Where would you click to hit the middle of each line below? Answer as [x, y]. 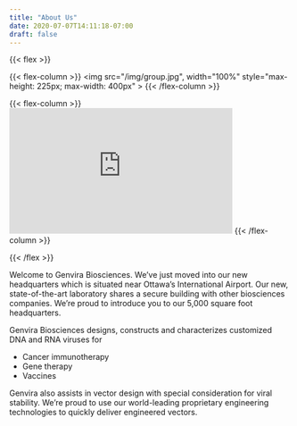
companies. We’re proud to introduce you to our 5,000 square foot [131, 304]
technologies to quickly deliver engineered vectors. [103, 413]
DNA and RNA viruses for [56, 339]
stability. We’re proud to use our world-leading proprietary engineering [139, 403]
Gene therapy [47, 366]
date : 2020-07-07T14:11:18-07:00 [71, 26]
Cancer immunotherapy [66, 357]
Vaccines [39, 376]
